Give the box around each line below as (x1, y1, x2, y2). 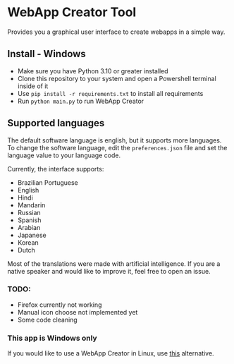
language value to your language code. (7, 151, 121, 159)
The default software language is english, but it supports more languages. (7, 135, 222, 145)
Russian (17, 208, 41, 217)
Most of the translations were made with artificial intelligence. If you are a (7, 259, 221, 268)
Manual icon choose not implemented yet (17, 308, 138, 316)
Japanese (17, 231, 47, 239)
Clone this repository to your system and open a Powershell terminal (17, 74, 216, 83)
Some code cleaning (17, 315, 78, 324)
